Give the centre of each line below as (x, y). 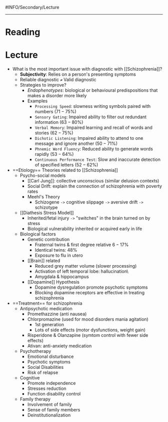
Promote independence (51, 383)
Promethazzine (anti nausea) (57, 314)
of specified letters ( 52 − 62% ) (66, 165)
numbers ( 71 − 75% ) (55, 112)
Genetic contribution (48, 240)
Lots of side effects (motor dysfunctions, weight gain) (90, 330)
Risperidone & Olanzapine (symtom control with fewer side (88, 335)
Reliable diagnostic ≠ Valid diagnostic (58, 80)
